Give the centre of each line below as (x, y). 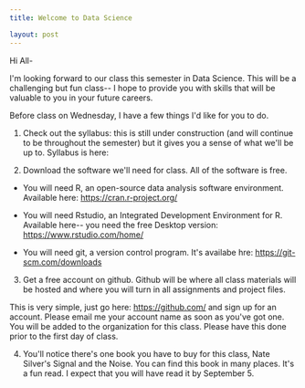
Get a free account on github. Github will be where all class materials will (159, 279)
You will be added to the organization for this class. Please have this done (148, 326)
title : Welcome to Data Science (71, 18)
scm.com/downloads (62, 262)
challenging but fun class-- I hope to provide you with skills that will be (142, 88)
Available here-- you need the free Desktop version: (121, 225)
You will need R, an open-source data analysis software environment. (153, 187)
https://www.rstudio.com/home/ (83, 235)
